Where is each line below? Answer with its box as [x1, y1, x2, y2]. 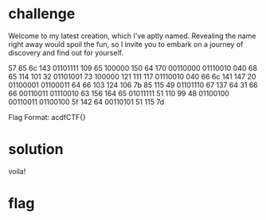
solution [8, 141, 64, 159]
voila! [8, 166, 26, 176]
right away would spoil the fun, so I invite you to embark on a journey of [8, 39, 244, 48]
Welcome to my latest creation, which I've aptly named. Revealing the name [8, 31, 256, 41]
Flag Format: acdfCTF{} [8, 112, 86, 122]
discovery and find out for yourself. [8, 48, 123, 57]
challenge [8, 5, 76, 23]
